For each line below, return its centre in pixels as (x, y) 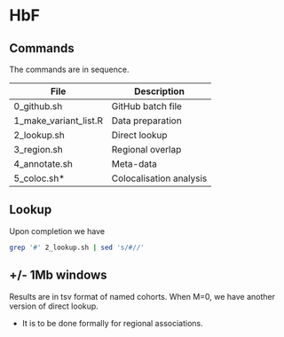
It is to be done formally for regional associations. (112, 323)
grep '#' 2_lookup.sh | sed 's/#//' (77, 247)
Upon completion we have (57, 231)
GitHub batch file (146, 106)
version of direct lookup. (54, 306)
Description (159, 91)
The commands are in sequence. (69, 69)
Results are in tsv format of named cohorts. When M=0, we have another (142, 296)
